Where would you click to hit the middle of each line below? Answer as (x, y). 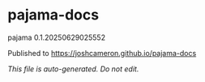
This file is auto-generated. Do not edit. (73, 69)
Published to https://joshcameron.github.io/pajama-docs (102, 53)
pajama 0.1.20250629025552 (57, 37)
